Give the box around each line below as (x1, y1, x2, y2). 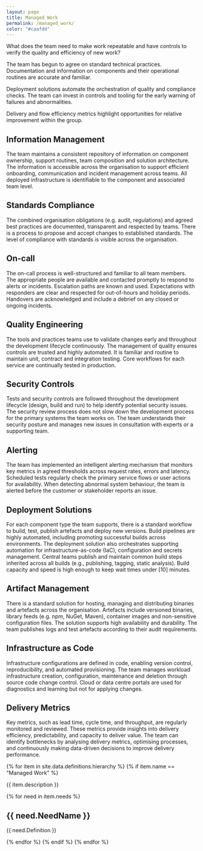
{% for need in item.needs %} (6, 793, 81, 800)
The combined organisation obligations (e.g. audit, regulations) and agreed (6, 216, 193, 224)
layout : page (6, 9, 39, 15)
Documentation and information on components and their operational (6, 67, 179, 75)
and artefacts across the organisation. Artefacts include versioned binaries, (6, 606, 195, 613)
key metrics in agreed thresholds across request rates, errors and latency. (6, 467, 191, 475)
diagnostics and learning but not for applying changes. (6, 685, 143, 692)
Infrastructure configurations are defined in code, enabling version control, (6, 659, 193, 666)
